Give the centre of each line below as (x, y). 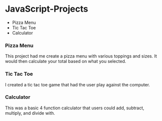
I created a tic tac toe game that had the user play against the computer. (78, 84)
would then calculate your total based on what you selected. (66, 61)
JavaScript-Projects (47, 9)
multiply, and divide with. (30, 113)
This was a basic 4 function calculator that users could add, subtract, (75, 108)
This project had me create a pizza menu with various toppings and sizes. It (81, 56)
